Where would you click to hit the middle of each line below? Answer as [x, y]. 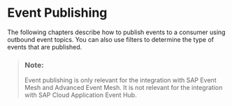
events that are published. [45, 47]
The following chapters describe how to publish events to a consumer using [116, 32]
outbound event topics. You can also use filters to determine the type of [111, 39]
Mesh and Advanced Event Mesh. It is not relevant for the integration [123, 88]
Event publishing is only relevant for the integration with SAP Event [120, 80]
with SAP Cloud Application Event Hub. [81, 95]
